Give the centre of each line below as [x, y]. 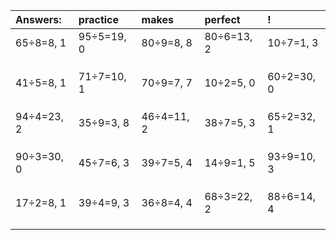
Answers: [38, 19]
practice [99, 19]
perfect [222, 19]
